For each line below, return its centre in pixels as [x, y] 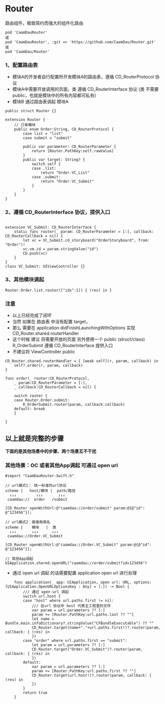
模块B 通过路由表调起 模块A [40, 102]
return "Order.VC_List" [65, 173]
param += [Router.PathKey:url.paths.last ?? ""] [83, 615]
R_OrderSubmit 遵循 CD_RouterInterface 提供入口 [62, 346]
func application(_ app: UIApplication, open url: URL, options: [83, 582]
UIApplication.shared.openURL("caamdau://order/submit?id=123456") [76, 563]
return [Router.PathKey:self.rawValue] [73, 151]
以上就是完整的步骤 [34, 438]
